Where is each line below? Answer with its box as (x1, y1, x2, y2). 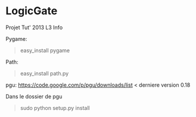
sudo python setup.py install (20, 104, 90, 111)
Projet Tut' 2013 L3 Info (5, 24, 63, 31)
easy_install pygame (20, 46, 70, 54)
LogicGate (5, 4, 58, 18)
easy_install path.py (20, 69, 69, 77)
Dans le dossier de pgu (5, 93, 63, 100)
